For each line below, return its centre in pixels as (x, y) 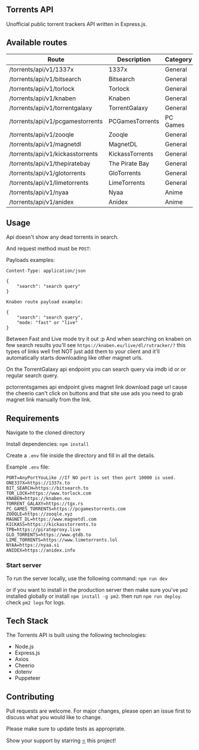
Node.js (24, 647)
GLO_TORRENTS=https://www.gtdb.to (49, 535)
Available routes (37, 43)
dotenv (23, 672)
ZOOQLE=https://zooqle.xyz (39, 514)
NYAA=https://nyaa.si (33, 545)
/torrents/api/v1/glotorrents (47, 173)
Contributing (30, 696)
